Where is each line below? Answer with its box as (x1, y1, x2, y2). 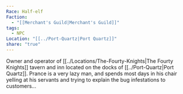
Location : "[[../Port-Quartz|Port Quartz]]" (6, 36, 117, 42)
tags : (6, 25, 19, 31)
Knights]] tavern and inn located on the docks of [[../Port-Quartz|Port (6, 63, 174, 70)
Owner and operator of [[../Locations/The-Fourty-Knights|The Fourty (6, 57, 174, 65)
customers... (6, 82, 36, 89)
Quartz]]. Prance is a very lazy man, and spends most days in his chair (6, 70, 178, 77)
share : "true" (6, 42, 41, 48)
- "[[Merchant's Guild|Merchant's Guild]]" (11, 19, 119, 25)
